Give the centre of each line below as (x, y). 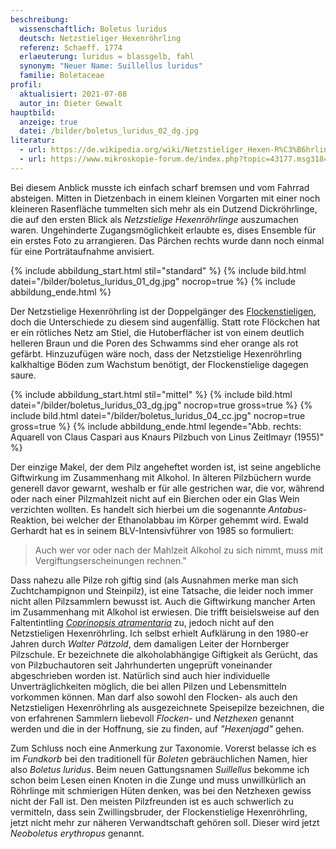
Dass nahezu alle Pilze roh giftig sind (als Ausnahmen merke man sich (154, 580)
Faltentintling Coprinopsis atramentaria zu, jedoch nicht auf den (142, 622)
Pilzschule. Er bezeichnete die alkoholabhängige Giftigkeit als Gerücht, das (164, 654)
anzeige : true (48, 122)
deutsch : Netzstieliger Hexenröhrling (100, 38)
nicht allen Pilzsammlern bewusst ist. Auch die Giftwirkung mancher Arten (163, 601)
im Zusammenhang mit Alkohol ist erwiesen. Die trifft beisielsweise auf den (165, 612)
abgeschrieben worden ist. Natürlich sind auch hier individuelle (140, 675)
